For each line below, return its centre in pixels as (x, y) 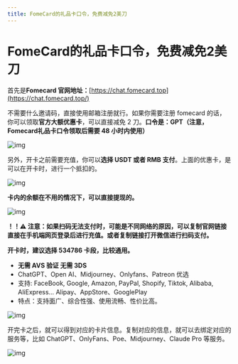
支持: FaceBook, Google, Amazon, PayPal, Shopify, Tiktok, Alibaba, (115, 283)
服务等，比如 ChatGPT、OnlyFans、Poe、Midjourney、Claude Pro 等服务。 (118, 338)
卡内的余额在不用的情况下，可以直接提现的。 (73, 197)
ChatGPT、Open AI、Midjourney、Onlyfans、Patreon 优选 (103, 274)
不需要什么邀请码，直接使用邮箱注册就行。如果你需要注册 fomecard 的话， (117, 113)
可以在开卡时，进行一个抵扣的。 (54, 168)
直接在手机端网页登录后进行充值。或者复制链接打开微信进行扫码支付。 (110, 235)
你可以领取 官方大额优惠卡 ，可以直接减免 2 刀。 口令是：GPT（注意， (108, 122)
